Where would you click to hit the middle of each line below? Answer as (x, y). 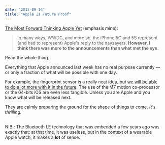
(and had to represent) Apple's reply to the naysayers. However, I (83, 43)
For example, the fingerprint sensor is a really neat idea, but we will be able (81, 82)
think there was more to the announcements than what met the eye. (88, 48)
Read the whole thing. (27, 57)
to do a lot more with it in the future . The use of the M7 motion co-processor (82, 87)
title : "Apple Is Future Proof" (38, 14)
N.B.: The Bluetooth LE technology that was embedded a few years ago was (82, 127)
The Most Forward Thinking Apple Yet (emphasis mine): (62, 28)
